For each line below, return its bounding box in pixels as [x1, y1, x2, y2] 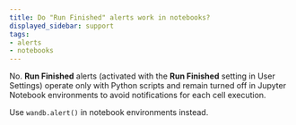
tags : [9, 29, 30, 38]
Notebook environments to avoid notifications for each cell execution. [9, 90, 266, 101]
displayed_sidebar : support [9, 21, 115, 30]
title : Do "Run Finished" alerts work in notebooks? [9, 12, 211, 22]
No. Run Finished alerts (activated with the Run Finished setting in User [9, 71, 275, 81]
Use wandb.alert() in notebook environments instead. [9, 107, 209, 118]
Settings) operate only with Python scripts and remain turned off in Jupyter [9, 80, 287, 91]
